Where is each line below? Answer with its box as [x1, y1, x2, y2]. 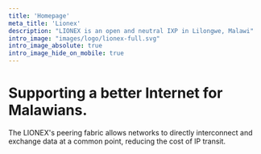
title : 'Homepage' [8, 11, 70, 20]
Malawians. [8, 102, 88, 119]
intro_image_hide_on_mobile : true [8, 49, 125, 57]
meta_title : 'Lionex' [8, 19, 81, 27]
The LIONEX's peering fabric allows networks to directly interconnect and [8, 127, 253, 137]
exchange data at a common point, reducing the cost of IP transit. [8, 136, 226, 146]
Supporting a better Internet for [8, 84, 223, 102]
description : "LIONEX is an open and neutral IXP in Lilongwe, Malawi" [8, 27, 254, 35]
